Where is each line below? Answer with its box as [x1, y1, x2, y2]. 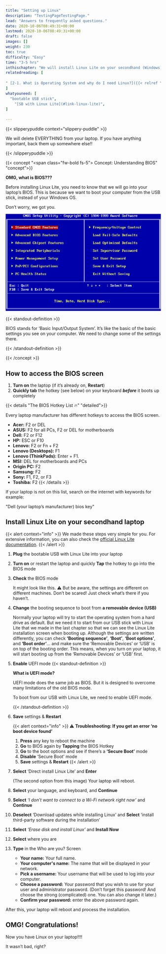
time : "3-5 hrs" [5, 60, 39, 65]
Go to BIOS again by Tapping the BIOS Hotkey [20, 743, 114, 749]
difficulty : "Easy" [5, 55, 46, 60]
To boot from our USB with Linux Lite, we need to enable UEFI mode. [12, 694, 152, 700]
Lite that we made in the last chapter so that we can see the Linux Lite [12, 625, 155, 630]
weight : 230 [5, 44, 30, 49]
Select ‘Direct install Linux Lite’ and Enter [12, 768, 97, 774]
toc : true [5, 49, 26, 54]
